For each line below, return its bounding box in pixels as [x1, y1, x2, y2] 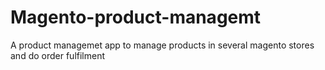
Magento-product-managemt [10, 6, 262, 29]
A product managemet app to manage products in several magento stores [10, 39, 315, 51]
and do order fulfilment [10, 49, 106, 61]
